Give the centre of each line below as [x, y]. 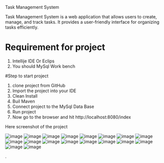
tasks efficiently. [22, 27]
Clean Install [25, 96]
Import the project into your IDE [44, 91]
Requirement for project [55, 47]
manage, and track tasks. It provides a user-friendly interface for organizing [82, 22]
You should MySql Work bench [44, 66]
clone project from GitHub [39, 85]
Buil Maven [24, 101]
